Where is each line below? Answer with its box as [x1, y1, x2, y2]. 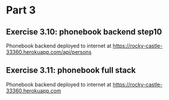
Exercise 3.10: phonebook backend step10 [6, 27, 162, 37]
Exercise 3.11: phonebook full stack [6, 65, 136, 75]
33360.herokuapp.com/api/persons [6, 49, 92, 56]
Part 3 [6, 4, 36, 17]
